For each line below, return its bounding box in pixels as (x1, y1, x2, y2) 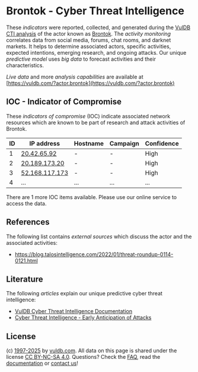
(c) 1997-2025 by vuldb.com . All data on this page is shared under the (6, 347, 177, 354)
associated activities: (6, 239, 58, 246)
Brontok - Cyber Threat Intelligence (6, 4, 185, 18)
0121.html (14, 257, 39, 264)
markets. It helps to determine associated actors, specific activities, (6, 43, 171, 50)
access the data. (6, 200, 47, 207)
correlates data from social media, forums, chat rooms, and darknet (6, 36, 171, 43)
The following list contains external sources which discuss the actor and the (6, 233, 192, 240)
